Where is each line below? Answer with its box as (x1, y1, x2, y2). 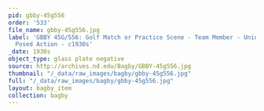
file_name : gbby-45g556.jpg (8, 26, 101, 34)
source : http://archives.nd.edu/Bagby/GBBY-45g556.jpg (8, 63, 192, 70)
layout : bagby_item (8, 84, 72, 92)
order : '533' (8, 19, 51, 27)
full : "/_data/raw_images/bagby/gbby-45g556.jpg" (8, 77, 174, 84)
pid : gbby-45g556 (8, 11, 65, 20)
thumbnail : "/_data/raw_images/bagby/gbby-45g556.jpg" (8, 70, 192, 77)
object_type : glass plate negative (8, 55, 125, 63)
